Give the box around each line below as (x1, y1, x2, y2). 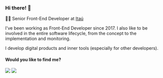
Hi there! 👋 (5, 4, 31, 11)
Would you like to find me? (5, 56, 61, 62)
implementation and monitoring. (5, 36, 71, 41)
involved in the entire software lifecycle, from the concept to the (5, 31, 137, 37)
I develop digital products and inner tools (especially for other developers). (5, 45, 159, 51)
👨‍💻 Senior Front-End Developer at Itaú (5, 16, 84, 22)
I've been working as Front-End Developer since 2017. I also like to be (5, 25, 148, 31)
